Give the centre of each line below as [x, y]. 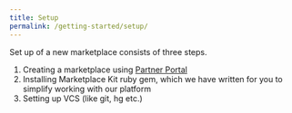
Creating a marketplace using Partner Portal [105, 70]
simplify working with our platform [87, 89]
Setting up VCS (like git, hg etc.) [82, 98]
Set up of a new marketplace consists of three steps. [108, 52]
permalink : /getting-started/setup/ [79, 26]
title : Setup [34, 18]
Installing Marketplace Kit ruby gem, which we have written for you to [153, 79]
